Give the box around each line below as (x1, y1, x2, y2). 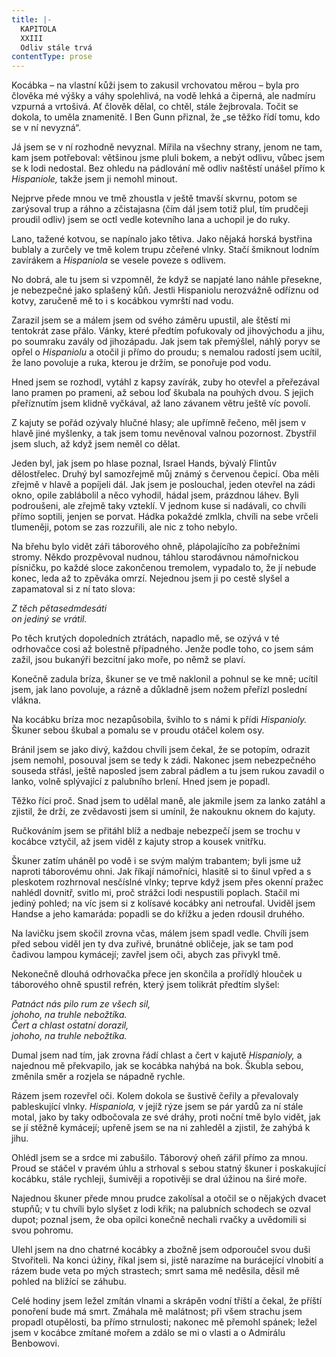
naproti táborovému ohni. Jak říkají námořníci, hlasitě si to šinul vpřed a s (11, 866, 312, 878)
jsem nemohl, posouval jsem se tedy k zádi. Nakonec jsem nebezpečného (11, 754, 316, 766)
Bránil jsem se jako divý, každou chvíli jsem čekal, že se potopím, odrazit (11, 744, 311, 756)
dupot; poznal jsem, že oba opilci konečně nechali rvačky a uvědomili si (11, 1214, 307, 1226)
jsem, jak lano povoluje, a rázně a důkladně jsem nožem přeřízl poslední (11, 684, 308, 696)
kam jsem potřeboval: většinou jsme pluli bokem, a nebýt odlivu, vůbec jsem (11, 152, 326, 164)
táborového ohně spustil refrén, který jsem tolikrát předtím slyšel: (11, 979, 280, 991)
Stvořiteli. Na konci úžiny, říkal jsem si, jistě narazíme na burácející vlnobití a (11, 1254, 324, 1266)
